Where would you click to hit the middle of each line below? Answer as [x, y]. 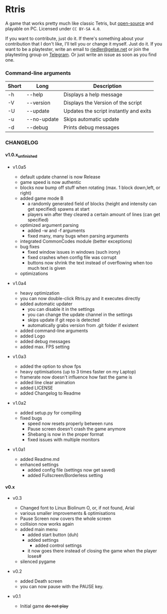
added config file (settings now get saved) [71, 470]
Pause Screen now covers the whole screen [66, 518]
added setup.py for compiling [51, 413]
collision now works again [47, 524]
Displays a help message [93, 95]
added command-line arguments [54, 331]
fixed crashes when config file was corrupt [72, 257]
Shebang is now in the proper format [66, 434]
